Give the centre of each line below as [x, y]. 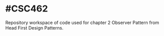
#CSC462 [27, 9]
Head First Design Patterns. [34, 27]
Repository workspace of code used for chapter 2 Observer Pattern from [82, 22]
